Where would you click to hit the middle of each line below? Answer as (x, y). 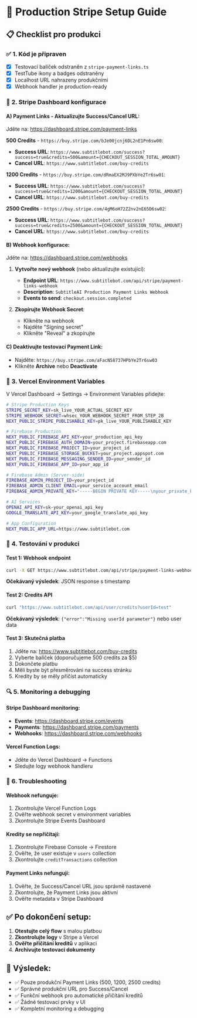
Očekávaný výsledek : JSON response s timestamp (68, 581)
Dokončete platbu (36, 664)
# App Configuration (31, 523)
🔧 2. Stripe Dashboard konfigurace (56, 102)
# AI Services (23, 502)
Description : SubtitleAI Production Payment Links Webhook (96, 292)
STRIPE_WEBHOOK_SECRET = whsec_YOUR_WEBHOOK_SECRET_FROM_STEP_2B (85, 416)
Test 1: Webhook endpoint (39, 558)
